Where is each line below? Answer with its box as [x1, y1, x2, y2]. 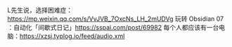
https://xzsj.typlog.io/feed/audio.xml [20, 32, 125, 40]
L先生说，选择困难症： [7, 6, 72, 14]
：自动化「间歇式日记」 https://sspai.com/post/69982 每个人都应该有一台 [7, 23, 219, 31]
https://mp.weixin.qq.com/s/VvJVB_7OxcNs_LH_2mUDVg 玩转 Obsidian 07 [7, 15, 224, 23]
